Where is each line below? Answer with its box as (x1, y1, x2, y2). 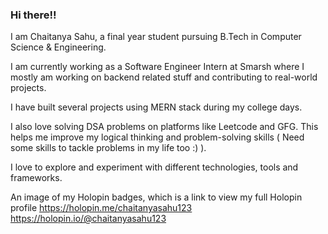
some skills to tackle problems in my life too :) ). (10, 142, 207, 154)
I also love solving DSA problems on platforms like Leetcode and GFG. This (10, 121, 319, 133)
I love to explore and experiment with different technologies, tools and (10, 161, 299, 173)
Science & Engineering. (10, 41, 107, 53)
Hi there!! (10, 8, 57, 22)
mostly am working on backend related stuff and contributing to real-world (10, 71, 318, 83)
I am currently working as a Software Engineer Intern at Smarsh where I (10, 61, 305, 73)
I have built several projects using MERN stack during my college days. (10, 101, 303, 113)
